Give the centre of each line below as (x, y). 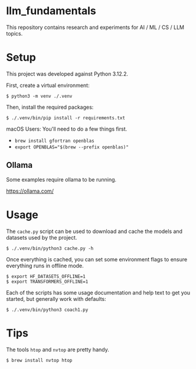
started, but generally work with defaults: (56, 299)
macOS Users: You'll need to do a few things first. (67, 129)
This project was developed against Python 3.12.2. (67, 74)
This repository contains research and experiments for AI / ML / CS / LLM (95, 27)
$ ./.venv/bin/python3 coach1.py (47, 310)
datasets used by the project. (42, 237)
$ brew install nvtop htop (39, 360)
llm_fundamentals (51, 11)
